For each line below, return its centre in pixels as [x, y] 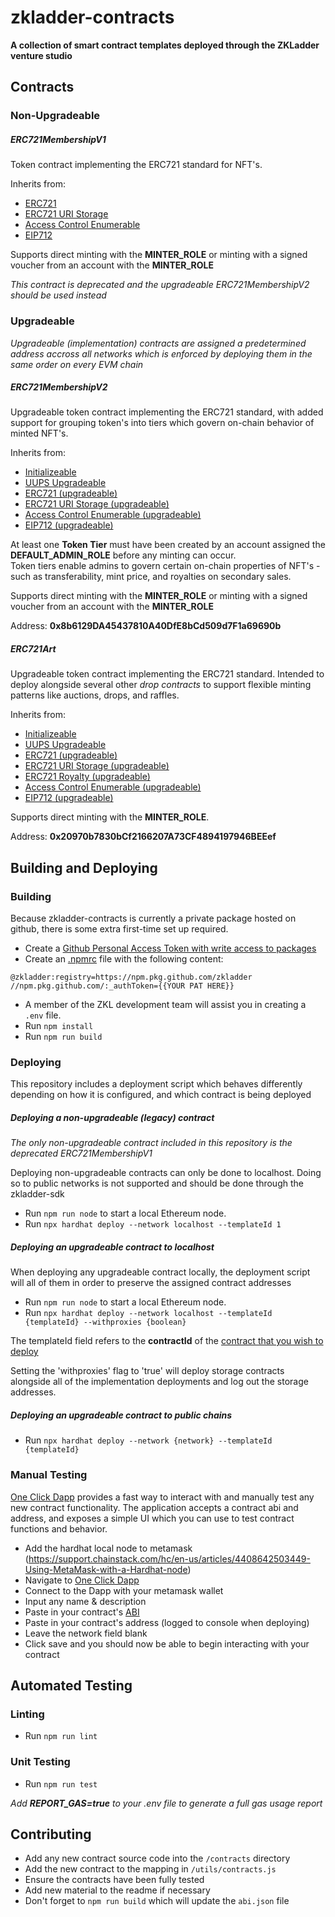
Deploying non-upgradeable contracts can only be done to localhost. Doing [166, 1173]
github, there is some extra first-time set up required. [119, 929]
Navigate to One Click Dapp [82, 1580]
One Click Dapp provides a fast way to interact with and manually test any [162, 1497]
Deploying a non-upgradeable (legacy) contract [112, 1118]
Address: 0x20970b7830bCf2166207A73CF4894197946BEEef [143, 837]
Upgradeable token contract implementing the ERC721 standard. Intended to [167, 674]
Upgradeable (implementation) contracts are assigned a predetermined [158, 343]
